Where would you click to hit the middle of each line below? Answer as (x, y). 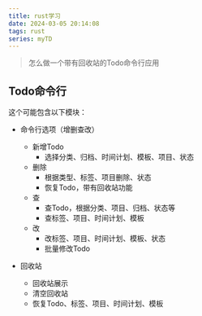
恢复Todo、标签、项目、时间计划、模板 (98, 304)
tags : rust (27, 31)
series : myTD (30, 39)
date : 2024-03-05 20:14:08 (54, 24)
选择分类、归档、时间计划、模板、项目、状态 (119, 157)
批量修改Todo (67, 248)
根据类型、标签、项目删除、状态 (98, 178)
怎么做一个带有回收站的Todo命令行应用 (94, 63)
